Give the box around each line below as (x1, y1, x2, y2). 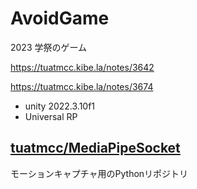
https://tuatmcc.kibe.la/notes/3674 (10, 80, 154, 92)
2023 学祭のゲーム (10, 41, 88, 53)
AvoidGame (10, 7, 110, 30)
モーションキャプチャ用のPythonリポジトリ (10, 167, 189, 179)
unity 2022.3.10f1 (24, 100, 96, 112)
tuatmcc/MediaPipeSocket (10, 140, 181, 157)
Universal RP (24, 110, 78, 122)
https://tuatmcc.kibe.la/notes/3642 (10, 61, 155, 73)
